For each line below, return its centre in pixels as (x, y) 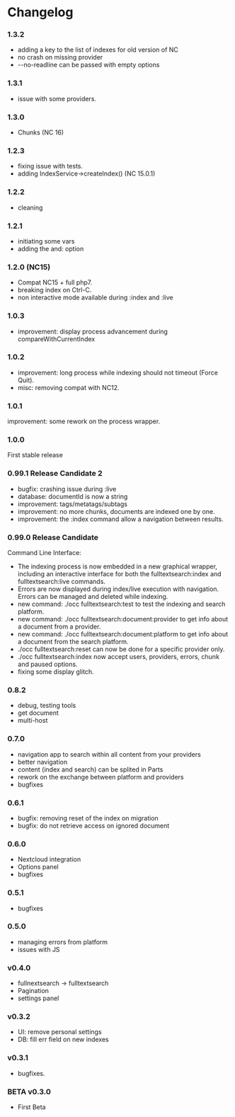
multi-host (33, 721)
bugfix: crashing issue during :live (67, 488)
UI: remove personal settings (59, 1032)
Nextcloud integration (49, 859)
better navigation (42, 762)
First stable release (35, 455)
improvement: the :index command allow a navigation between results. (121, 519)
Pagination (33, 991)
